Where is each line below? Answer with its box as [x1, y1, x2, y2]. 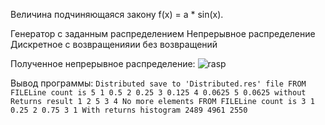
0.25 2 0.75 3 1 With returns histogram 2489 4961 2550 [10, 105, 248, 115]
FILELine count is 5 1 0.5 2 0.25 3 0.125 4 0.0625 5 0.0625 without [10, 88, 307, 98]
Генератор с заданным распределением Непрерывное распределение [10, 28, 316, 39]
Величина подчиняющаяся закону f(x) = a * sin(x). [10, 9, 224, 20]
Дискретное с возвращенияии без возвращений [10, 39, 218, 50]
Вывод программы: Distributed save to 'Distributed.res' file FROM [10, 77, 307, 89]
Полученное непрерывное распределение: [10, 58, 196, 69]
